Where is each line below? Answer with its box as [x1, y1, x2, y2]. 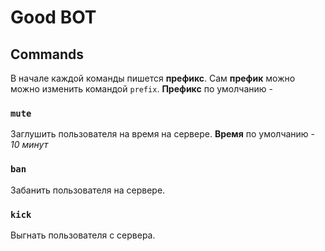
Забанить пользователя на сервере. [10, 184, 166, 196]
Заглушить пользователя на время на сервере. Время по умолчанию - [10, 128, 316, 140]
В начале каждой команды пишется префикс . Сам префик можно [10, 72, 296, 84]
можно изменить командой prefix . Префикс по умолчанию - [10, 83, 273, 95]
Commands [10, 46, 85, 63]
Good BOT [10, 6, 97, 29]
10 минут [10, 139, 49, 151]
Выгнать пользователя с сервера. [10, 229, 156, 241]
